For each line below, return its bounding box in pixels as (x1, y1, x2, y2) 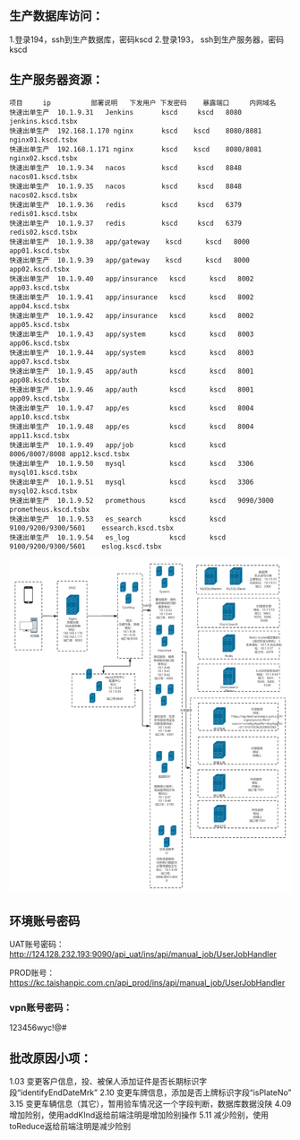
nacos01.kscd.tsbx (9, 172, 78, 181)
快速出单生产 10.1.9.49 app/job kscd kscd (9, 440, 227, 450)
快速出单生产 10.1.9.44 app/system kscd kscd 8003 (9, 348, 254, 357)
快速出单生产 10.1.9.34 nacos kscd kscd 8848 (9, 163, 242, 172)
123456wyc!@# (9, 1023, 67, 1033)
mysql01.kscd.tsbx (9, 468, 78, 477)
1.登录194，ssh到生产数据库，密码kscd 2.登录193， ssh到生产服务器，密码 (9, 34, 285, 45)
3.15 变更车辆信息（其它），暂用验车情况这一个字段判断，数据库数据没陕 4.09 (9, 1099, 292, 1110)
